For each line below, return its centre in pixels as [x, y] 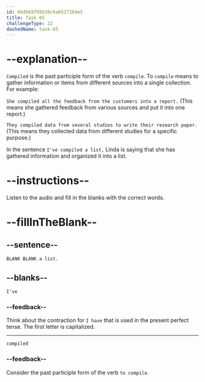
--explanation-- [47, 59]
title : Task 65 [26, 18]
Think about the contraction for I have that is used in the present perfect [98, 320]
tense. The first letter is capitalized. [51, 327]
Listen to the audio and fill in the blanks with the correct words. [85, 198]
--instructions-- [48, 181]
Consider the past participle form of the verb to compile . [78, 372]
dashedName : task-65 [33, 29]
